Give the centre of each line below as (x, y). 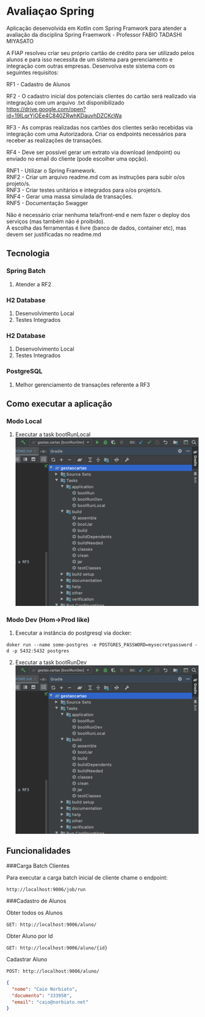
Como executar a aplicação (59, 403)
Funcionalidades (39, 851)
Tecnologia (28, 254)
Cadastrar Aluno (27, 959)
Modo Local (24, 421)
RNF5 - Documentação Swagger (47, 203)
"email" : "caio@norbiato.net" (50, 1002)
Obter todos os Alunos (34, 913)
